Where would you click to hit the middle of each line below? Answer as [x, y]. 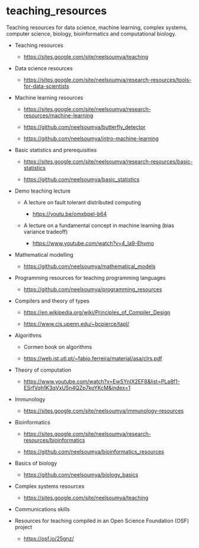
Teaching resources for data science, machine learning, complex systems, [97, 27]
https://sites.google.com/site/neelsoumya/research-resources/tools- [107, 80]
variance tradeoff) [46, 232]
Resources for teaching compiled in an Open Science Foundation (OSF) [102, 521]
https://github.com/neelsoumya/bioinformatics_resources [94, 451]
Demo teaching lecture [43, 191]
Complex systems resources [49, 486]
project [23, 527]
